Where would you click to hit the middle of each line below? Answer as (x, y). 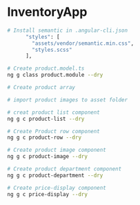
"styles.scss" (52, 50)
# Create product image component (57, 150)
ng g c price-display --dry (48, 194)
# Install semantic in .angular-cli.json (68, 30)
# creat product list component (53, 112)
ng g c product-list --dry (46, 119)
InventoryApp (47, 12)
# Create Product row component (53, 131)
